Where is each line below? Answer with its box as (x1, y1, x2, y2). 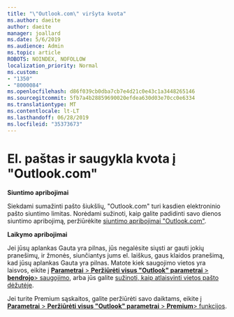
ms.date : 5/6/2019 (7, 36, 61, 43)
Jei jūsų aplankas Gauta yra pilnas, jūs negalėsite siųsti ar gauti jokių (7, 244, 205, 252)
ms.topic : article (7, 50, 61, 57)
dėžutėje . (7, 281, 34, 290)
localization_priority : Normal (7, 62, 98, 69)
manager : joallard (7, 29, 61, 37)
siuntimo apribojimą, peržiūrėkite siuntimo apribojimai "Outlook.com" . (7, 217, 207, 226)
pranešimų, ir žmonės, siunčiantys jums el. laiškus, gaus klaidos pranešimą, (7, 251, 225, 260)
